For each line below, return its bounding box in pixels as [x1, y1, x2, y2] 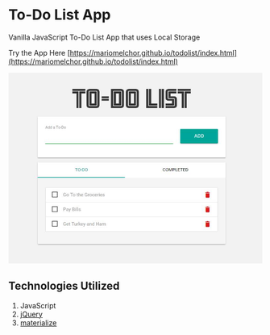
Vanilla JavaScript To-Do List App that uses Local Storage [8, 32, 201, 42]
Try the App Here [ [8, 48, 71, 57]
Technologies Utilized [8, 279, 120, 293]
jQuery [19, 309, 43, 319]
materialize [19, 317, 57, 328]
